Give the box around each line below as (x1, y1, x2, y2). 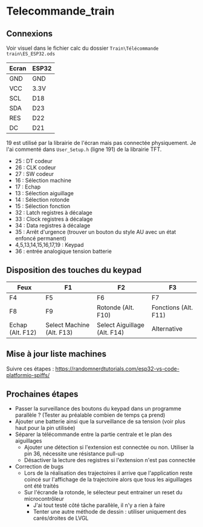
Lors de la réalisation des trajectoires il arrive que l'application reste (24, 469, 193, 477)
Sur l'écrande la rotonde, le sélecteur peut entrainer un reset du (24, 489, 183, 496)
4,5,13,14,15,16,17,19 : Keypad (14, 241, 84, 248)
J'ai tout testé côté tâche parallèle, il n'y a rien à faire (33, 502, 166, 509)
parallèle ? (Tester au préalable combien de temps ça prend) (14, 411, 166, 419)
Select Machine (45, 320, 90, 329)
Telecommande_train (6, 4, 115, 18)
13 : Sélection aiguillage (14, 190, 74, 196)
